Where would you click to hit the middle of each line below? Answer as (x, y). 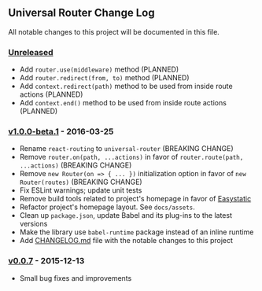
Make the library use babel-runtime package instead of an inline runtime (137, 232)
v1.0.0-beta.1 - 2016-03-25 (61, 131)
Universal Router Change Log (81, 13)
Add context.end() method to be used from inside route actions (123, 103)
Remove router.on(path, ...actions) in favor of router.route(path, (131, 157)
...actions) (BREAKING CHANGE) (76, 165)
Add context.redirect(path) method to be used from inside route (126, 87)
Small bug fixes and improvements (76, 278)
